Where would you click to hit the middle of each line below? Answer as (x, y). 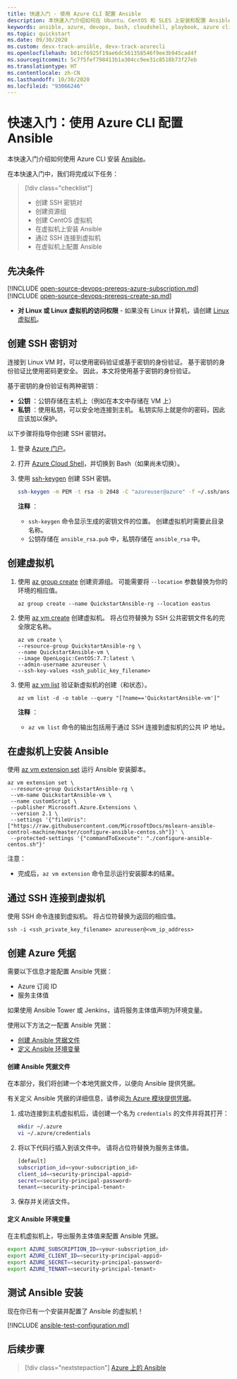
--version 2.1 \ (34, 814)
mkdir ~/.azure (40, 1127)
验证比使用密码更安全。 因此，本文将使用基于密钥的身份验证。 (104, 370)
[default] (32, 1161)
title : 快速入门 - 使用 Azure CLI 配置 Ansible (74, 14)
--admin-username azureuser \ (62, 664)
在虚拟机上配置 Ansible (68, 247)
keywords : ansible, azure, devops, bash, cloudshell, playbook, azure (113, 27)
